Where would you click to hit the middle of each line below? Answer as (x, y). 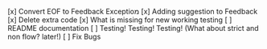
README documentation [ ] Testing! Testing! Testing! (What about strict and (133, 28)
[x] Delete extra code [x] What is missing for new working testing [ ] (120, 20)
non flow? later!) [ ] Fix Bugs (54, 36)
